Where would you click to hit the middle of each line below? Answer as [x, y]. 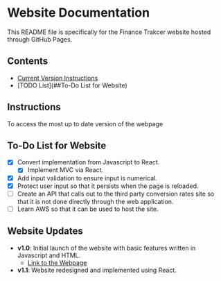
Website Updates [45, 231]
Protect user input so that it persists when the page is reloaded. [108, 186]
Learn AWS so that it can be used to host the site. [88, 209]
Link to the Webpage [57, 262]
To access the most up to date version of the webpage [85, 124]
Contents [28, 61]
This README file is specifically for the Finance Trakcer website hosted [109, 32]
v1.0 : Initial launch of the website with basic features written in [106, 248]
